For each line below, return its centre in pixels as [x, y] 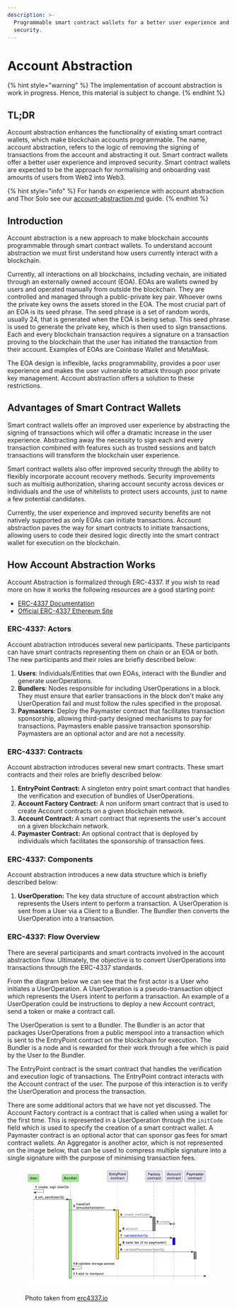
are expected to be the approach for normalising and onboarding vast [109, 170]
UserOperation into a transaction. [66, 919]
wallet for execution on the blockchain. [64, 542]
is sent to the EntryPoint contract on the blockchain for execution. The [109, 1040]
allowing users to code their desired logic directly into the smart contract [113, 535]
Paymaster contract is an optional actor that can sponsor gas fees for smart [117, 1135]
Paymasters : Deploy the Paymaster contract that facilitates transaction [121, 711]
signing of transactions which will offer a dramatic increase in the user [110, 433]
